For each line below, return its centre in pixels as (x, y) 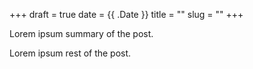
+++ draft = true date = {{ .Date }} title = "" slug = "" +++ (126, 14)
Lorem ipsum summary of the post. (81, 33)
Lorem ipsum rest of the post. (70, 53)
